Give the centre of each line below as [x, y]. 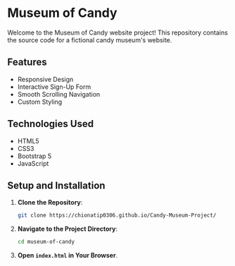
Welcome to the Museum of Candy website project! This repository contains [118, 32]
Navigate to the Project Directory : [68, 229]
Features [27, 62]
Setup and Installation [56, 185]
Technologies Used [50, 124]
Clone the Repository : [50, 202]
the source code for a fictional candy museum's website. [90, 40]
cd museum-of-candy [46, 242]
